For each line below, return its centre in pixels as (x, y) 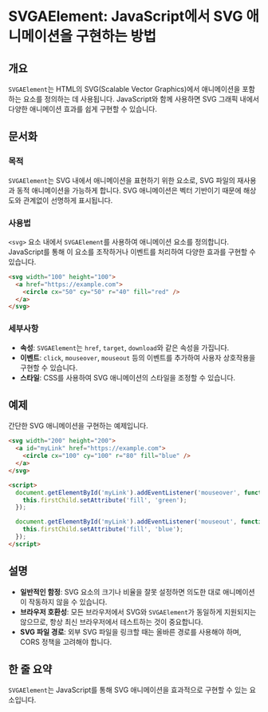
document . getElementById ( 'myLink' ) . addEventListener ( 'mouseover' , (128, 492)
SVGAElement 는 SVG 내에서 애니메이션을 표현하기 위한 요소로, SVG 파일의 (122, 180)
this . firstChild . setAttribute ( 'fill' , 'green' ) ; (105, 500)
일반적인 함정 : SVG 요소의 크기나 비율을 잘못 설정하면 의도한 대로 (120, 591)
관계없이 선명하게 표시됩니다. (68, 200)
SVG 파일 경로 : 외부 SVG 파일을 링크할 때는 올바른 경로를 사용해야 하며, (130, 631)
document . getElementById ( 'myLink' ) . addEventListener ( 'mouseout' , (126, 522)
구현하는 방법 (116, 36)
